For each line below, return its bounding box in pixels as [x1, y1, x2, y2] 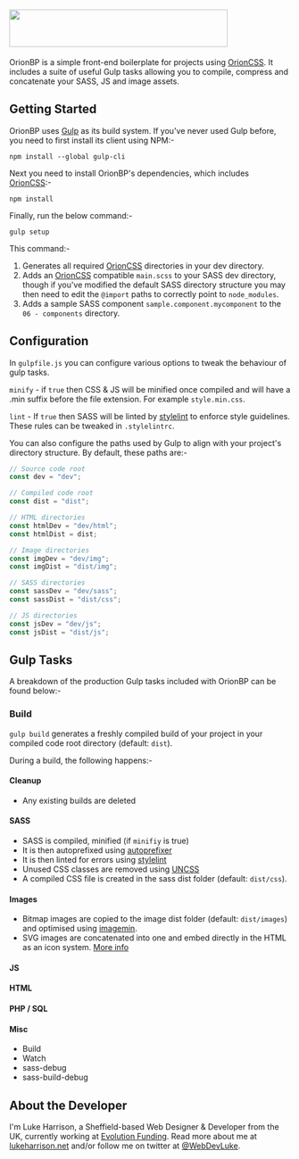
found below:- [9, 685, 62, 696]
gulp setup [9, 228, 50, 236]
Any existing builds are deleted [21, 795, 137, 806]
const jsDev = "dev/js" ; [9, 619, 102, 628]
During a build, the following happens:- [9, 755, 154, 766]
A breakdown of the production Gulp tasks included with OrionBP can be [9, 676, 277, 687]
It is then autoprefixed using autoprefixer [21, 845, 172, 856]
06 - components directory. [21, 308, 120, 319]
